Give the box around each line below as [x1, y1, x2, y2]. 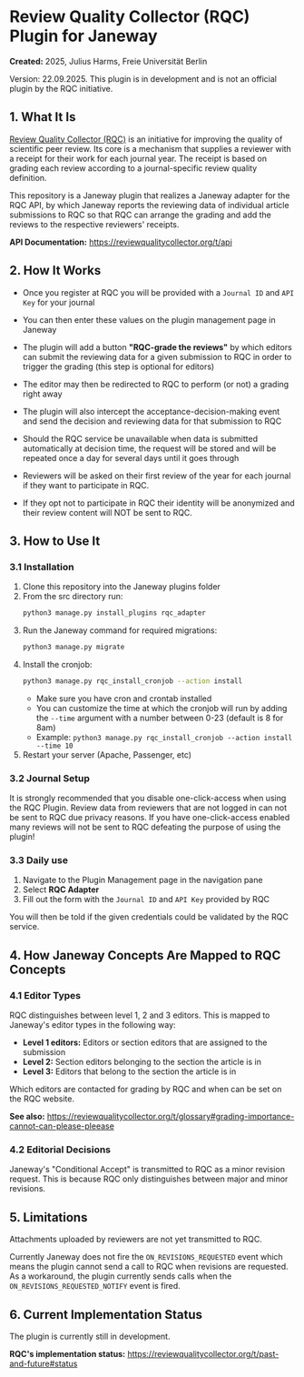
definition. [9, 172, 47, 183]
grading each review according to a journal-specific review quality [9, 162, 258, 174]
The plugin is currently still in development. [9, 1331, 171, 1342]
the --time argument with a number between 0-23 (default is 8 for [35, 712, 284, 723]
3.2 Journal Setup [9, 771, 91, 784]
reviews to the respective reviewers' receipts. [9, 218, 180, 229]
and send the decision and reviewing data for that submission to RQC [22, 416, 282, 427]
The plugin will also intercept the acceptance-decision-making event [22, 406, 280, 417]
